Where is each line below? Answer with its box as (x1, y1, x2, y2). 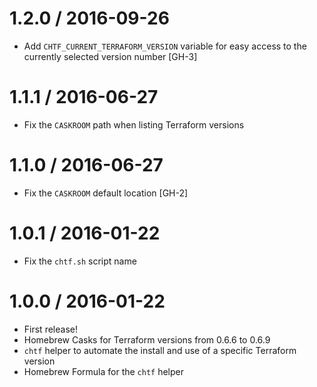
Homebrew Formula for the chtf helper (23, 365, 185, 377)
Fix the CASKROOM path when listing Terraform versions (23, 118, 245, 131)
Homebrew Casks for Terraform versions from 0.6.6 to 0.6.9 (23, 333, 271, 346)
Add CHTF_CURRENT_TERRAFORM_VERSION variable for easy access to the (23, 40, 307, 52)
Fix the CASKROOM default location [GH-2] (23, 187, 189, 199)
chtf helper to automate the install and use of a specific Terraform (23, 344, 297, 356)
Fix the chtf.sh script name (23, 255, 137, 267)
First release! (23, 323, 78, 335)
